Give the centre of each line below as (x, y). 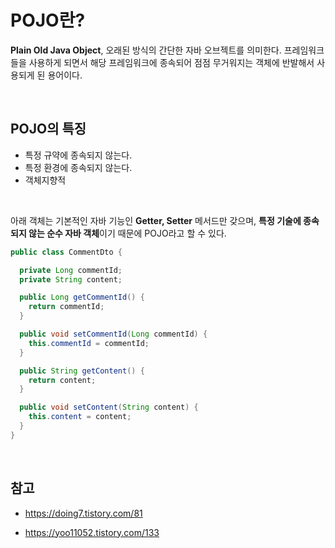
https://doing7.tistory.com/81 (83, 513)
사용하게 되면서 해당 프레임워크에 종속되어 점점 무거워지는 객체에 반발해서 (171, 62)
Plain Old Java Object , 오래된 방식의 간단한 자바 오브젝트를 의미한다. (146, 50)
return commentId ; (66, 307)
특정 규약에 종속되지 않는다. (78, 155)
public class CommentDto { (66, 252)
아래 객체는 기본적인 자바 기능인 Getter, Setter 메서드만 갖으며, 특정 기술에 (156, 220)
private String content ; (71, 279)
